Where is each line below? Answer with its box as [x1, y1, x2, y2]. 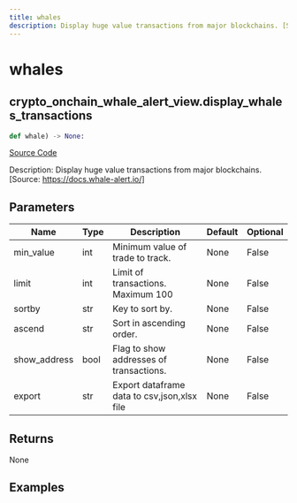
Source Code [9, 148, 57, 158]
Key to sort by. [112, 302, 173, 315]
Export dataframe [112, 379, 186, 392]
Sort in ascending [112, 317, 186, 330]
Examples [9, 480, 65, 495]
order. [112, 328, 138, 340]
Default [206, 226, 239, 239]
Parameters [9, 200, 75, 215]
